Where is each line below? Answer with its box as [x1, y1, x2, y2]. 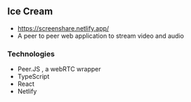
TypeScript [17, 73, 50, 81]
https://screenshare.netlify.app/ [17, 24, 110, 32]
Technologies [7, 49, 55, 59]
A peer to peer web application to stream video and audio [17, 31, 185, 40]
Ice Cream [7, 6, 53, 17]
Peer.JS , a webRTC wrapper [17, 65, 101, 73]
